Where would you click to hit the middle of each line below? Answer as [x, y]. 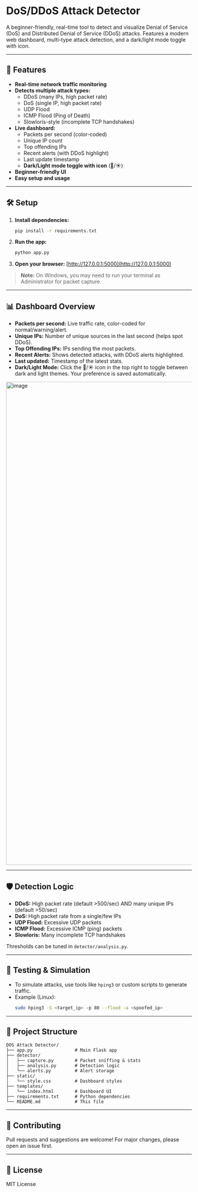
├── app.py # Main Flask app [62, 1050]
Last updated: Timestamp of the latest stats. [69, 361]
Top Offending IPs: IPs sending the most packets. [75, 349]
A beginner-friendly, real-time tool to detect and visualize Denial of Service [97, 27]
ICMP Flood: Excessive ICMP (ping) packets [68, 928]
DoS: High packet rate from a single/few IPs [68, 916]
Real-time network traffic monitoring [61, 84]
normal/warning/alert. [41, 330]
